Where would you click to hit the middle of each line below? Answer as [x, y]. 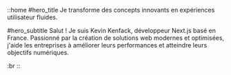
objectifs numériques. [38, 52]
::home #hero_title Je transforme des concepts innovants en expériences [111, 10]
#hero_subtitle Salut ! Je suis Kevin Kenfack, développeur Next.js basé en [111, 31]
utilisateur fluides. [32, 17]
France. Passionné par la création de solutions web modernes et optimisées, [116, 38]
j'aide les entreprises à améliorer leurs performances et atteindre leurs [107, 45]
